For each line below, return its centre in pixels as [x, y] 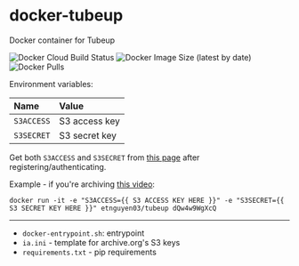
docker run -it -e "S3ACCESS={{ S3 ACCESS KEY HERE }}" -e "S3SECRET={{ [147, 200]
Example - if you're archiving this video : [82, 184]
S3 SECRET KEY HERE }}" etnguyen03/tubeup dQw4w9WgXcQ [113, 208]
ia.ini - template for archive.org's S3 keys [101, 242]
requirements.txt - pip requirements [89, 252]
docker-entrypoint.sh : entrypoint [83, 233]
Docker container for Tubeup [62, 40]
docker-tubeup [66, 16]
